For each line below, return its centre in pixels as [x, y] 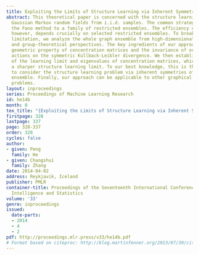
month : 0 [17, 105]
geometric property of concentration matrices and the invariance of [99, 50]
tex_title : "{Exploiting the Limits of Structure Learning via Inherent [98, 111]
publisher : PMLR [26, 182]
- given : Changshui [30, 160]
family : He [25, 154]
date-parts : [26, 215]
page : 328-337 [24, 127]
